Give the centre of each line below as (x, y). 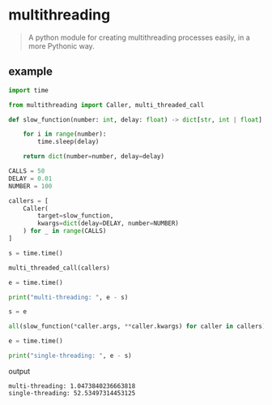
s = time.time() (36, 253)
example (31, 72)
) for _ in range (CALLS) (65, 231)
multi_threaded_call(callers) (59, 268)
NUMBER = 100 (30, 186)
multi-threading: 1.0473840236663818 (72, 386)
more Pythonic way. (61, 45)
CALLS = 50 (27, 171)
